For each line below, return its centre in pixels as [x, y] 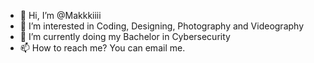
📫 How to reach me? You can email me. [102, 48]
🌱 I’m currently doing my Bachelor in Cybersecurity [125, 36]
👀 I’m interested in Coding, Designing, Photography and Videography [162, 26]
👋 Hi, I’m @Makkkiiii [60, 15]
